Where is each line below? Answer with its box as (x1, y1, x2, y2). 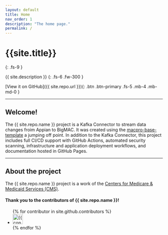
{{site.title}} (5, 48, 56, 59)
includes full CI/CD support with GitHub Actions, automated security (5, 137, 146, 143)
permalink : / (5, 26, 32, 31)
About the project (5, 167, 61, 176)
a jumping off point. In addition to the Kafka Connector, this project (24, 132, 161, 138)
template (5, 132, 23, 138)
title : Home (5, 12, 30, 17)
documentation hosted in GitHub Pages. (5, 148, 87, 154)
